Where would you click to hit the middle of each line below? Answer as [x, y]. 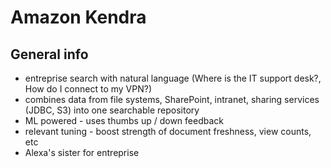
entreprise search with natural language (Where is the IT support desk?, [173, 78]
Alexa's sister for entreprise [82, 152]
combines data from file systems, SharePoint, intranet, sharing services [172, 99]
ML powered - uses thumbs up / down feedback [124, 120]
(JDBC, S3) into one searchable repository [112, 110]
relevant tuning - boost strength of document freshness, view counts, [168, 131]
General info [49, 54]
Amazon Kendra [78, 17]
